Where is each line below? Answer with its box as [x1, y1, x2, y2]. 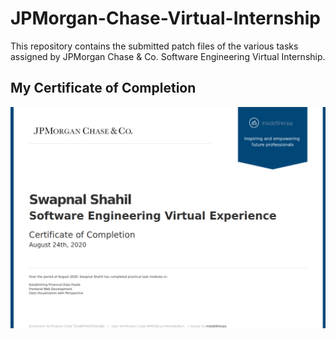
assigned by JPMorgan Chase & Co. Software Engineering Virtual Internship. [10, 50, 326, 62]
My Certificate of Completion [10, 80, 197, 97]
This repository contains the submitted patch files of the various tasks [10, 40, 299, 52]
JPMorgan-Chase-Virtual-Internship [10, 7, 321, 30]
